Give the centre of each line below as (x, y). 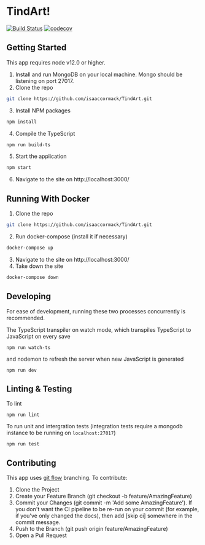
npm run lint (23, 415)
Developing (29, 296)
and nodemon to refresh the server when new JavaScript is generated (95, 359)
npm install (21, 122)
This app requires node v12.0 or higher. (56, 62)
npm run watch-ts (29, 347)
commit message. (38, 522)
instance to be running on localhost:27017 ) (61, 433)
